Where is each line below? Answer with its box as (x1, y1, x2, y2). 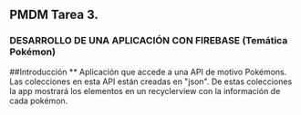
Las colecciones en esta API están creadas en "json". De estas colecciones (9, 76, 293, 87)
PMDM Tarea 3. (9, 7, 99, 23)
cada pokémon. (9, 95, 68, 106)
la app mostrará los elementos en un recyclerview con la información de (9, 85, 281, 96)
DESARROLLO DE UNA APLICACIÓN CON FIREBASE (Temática (9, 34, 288, 47)
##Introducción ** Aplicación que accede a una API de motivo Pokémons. (9, 66, 287, 77)
